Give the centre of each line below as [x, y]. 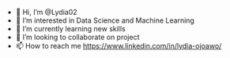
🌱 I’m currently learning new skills [71, 29]
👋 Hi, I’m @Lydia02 [46, 12]
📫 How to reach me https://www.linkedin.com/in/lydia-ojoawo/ [119, 46]
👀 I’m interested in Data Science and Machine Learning [105, 20]
